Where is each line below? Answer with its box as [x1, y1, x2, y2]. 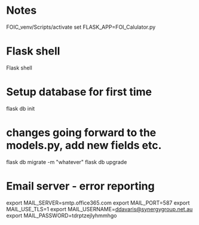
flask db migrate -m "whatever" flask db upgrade [6, 158, 127, 165]
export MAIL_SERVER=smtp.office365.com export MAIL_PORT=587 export [6, 199, 190, 206]
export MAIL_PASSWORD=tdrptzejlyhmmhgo [6, 212, 117, 219]
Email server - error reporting [6, 179, 155, 193]
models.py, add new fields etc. [6, 139, 162, 152]
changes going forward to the [6, 126, 157, 139]
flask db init [6, 105, 35, 112]
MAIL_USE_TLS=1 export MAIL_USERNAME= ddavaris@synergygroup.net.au [6, 205, 193, 212]
